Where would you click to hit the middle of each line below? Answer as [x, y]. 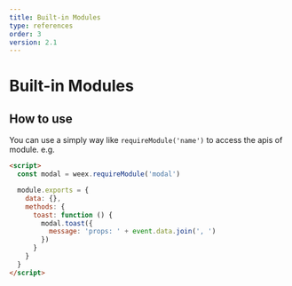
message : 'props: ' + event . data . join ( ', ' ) [132, 232]
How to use [41, 119]
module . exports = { [53, 190]
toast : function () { [73, 215]
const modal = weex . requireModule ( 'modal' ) [99, 174]
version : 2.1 [33, 42]
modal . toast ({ [67, 223]
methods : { [45, 207]
